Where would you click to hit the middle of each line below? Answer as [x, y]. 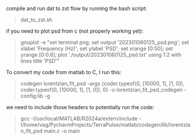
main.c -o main [62, 131]
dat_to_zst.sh [36, 20]
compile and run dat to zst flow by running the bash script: [77, 8]
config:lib [32, 96]
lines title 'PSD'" [40, 61]
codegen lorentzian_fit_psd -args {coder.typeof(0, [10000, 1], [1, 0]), [102, 83]
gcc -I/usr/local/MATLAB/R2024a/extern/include [79, 118]
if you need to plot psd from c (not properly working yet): [75, 31]
